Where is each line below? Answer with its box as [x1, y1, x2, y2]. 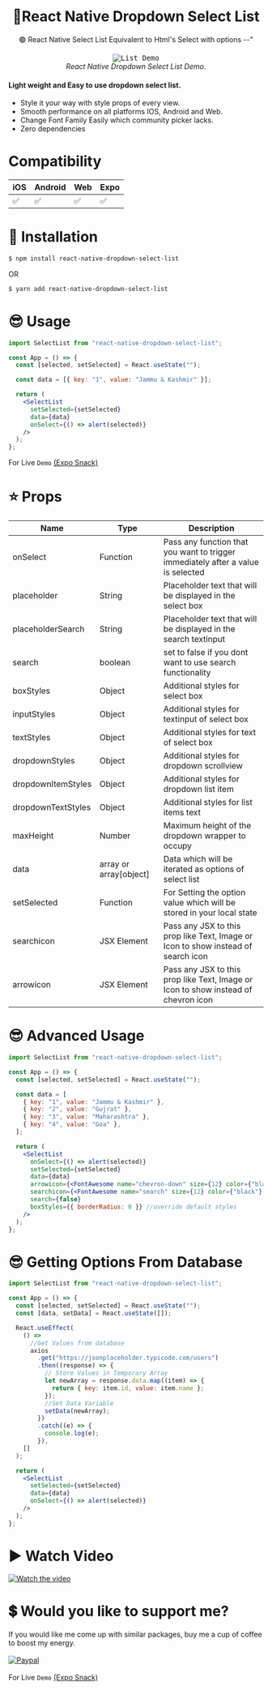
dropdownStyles [12, 755, 75, 767]
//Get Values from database [29, 1339, 125, 1347]
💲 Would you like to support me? [8, 1602, 229, 1620]
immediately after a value [163, 557, 259, 568]
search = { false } [29, 1196, 82, 1204]
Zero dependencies [19, 124, 86, 134]
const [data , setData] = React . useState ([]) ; [15, 1309, 172, 1318]
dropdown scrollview [163, 760, 243, 772]
